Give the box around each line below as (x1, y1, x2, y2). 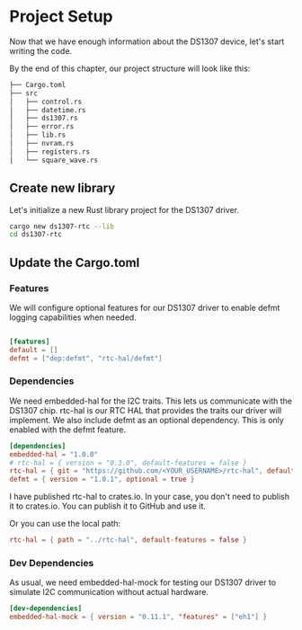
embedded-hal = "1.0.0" (9, 449, 99, 459)
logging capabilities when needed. (9, 312, 137, 323)
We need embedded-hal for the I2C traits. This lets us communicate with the (9, 395, 292, 406)
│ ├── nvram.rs (9, 139, 75, 148)
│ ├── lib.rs (9, 130, 67, 140)
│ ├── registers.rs (9, 146, 91, 156)
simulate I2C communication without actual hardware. (9, 587, 209, 598)
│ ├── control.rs (9, 97, 83, 106)
